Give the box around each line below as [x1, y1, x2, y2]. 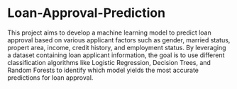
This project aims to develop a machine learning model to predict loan [7, 28, 211, 37]
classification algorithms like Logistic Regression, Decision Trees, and [7, 58, 211, 66]
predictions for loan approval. [7, 73, 94, 82]
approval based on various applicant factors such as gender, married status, [7, 35, 231, 44]
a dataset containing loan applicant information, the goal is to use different [7, 51, 225, 59]
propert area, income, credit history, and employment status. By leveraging [7, 43, 226, 52]
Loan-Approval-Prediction [7, 5, 165, 21]
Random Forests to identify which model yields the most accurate [7, 66, 199, 74]
